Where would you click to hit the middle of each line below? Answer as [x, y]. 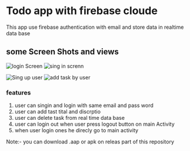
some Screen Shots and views [63, 52]
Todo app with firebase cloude [82, 11]
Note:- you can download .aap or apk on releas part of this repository [90, 142]
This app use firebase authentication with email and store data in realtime [95, 27]
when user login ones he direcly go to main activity [76, 130]
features [19, 92]
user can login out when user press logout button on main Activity [94, 124]
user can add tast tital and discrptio [58, 112]
